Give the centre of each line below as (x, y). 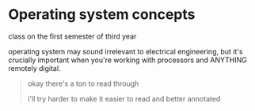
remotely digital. (34, 68)
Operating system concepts (102, 15)
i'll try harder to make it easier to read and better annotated (124, 98)
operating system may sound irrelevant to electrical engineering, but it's (126, 51)
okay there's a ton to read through (83, 83)
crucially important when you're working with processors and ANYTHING (127, 60)
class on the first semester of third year (72, 36)
